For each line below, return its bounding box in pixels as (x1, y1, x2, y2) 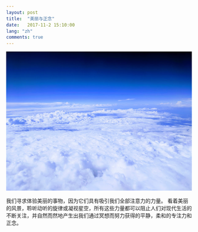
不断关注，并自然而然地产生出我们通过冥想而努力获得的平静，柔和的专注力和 (6, 212, 192, 219)
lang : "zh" (6, 28, 33, 34)
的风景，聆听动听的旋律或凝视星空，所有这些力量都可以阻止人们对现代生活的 (6, 205, 192, 212)
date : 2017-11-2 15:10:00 (6, 22, 75, 28)
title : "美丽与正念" (6, 15, 55, 22)
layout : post (6, 9, 38, 15)
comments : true (6, 34, 44, 41)
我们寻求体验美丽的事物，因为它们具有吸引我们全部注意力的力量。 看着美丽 (6, 197, 189, 204)
